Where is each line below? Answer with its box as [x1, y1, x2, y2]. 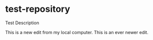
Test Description [5, 20, 39, 26]
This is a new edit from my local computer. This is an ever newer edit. [5, 29, 149, 35]
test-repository [5, 3, 70, 15]
